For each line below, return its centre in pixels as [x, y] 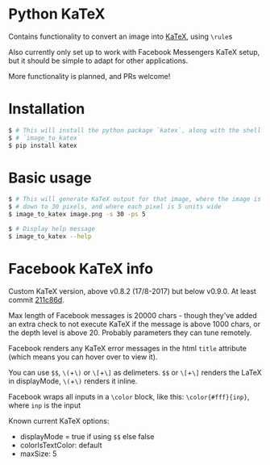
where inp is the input [45, 405]
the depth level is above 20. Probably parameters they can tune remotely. [130, 333]
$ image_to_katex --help [50, 236]
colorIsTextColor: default [61, 445]
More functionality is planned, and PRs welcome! [89, 76]
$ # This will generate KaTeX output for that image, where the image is [135, 199]
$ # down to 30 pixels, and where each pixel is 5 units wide [115, 207]
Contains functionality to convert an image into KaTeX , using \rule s [120, 36]
